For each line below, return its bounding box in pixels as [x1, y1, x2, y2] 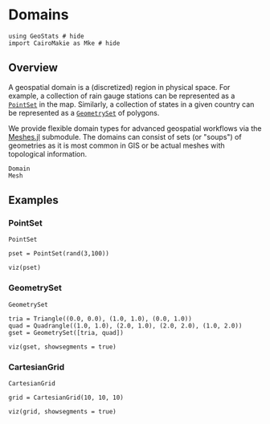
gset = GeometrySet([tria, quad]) [8, 328, 125, 336]
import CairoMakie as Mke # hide [8, 39, 121, 47]
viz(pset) [8, 263, 42, 272]
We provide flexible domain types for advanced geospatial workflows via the [8, 123, 262, 133]
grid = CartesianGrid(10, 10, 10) [8, 393, 125, 402]
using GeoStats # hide [8, 32, 84, 40]
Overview [8, 61, 59, 75]
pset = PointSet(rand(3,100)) [8, 250, 110, 258]
